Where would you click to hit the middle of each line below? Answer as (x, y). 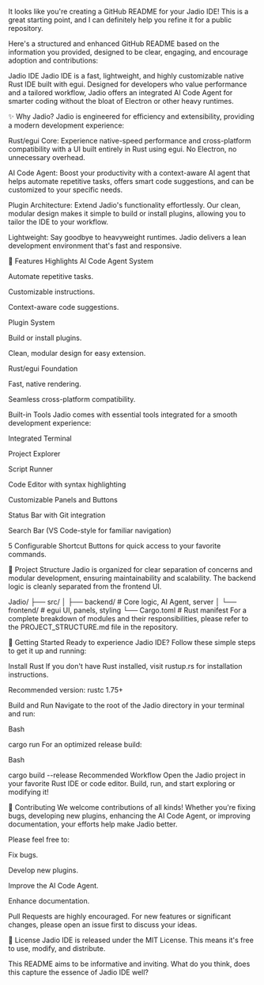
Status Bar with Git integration (57, 515)
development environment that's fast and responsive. (95, 246)
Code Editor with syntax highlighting (67, 484)
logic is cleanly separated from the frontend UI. (85, 586)
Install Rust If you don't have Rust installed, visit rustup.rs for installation (125, 666)
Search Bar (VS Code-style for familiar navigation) (90, 531)
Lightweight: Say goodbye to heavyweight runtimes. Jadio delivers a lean (127, 237)
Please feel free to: (39, 840)
